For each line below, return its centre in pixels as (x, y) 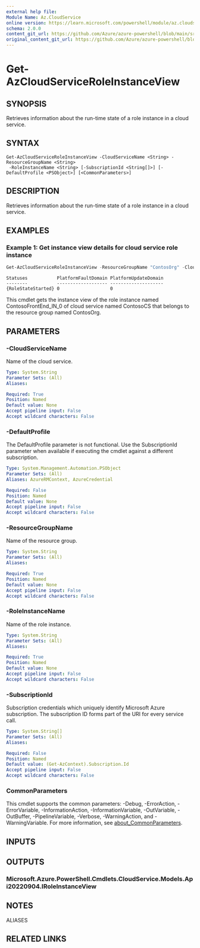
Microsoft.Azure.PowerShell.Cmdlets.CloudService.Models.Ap (100, 879)
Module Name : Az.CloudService (44, 17)
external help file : (32, 12)
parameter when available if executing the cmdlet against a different (90, 451)
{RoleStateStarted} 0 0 (60, 289)
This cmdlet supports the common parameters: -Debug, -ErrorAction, (91, 804)
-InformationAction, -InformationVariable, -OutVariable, (109, 810)
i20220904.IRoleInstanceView (51, 886)
